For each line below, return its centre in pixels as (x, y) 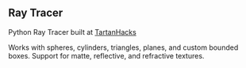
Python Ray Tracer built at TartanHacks (72, 32)
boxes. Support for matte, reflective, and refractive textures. (106, 55)
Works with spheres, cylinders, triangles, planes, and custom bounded (123, 47)
